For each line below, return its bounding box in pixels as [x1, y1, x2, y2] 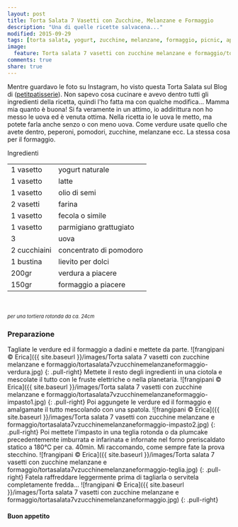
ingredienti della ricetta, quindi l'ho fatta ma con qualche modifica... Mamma [7, 97, 229, 106]
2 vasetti [11, 199, 40, 209]
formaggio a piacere [58, 279, 126, 289]
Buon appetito [7, 511, 50, 520]
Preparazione [7, 329, 55, 339]
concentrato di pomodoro [58, 245, 144, 255]
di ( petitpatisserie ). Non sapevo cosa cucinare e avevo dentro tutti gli [7, 90, 209, 98]
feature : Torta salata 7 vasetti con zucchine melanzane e [13, 50, 192, 57]
